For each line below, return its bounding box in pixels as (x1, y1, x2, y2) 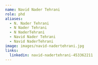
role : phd (5, 12, 25, 17)
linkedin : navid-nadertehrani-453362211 (9, 52, 93, 58)
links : (5, 48, 19, 53)
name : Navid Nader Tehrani (5, 7, 60, 12)
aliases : (5, 16, 23, 21)
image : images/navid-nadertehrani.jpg (5, 43, 84, 48)
